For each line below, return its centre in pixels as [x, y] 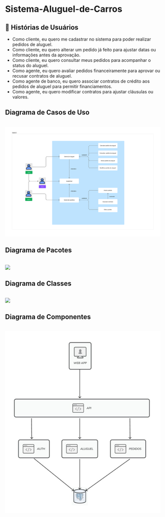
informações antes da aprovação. [46, 55]
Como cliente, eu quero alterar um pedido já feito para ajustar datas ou [84, 50]
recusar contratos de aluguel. [42, 76]
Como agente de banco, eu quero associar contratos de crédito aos [81, 81]
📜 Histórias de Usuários [42, 27]
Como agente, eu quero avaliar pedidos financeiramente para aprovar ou [86, 71]
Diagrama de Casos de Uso [47, 112]
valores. [20, 97]
